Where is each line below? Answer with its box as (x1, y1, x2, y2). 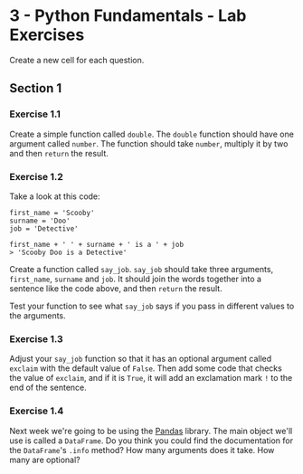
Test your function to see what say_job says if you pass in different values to (9, 300, 295, 311)
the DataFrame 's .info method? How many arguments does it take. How (9, 444, 275, 455)
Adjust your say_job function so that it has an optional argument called (9, 354, 272, 365)
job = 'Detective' (9, 223, 79, 233)
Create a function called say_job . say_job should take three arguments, (9, 263, 274, 274)
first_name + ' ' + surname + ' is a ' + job (9, 240, 184, 249)
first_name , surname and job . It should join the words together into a (9, 273, 262, 284)
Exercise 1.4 (9, 404, 64, 417)
